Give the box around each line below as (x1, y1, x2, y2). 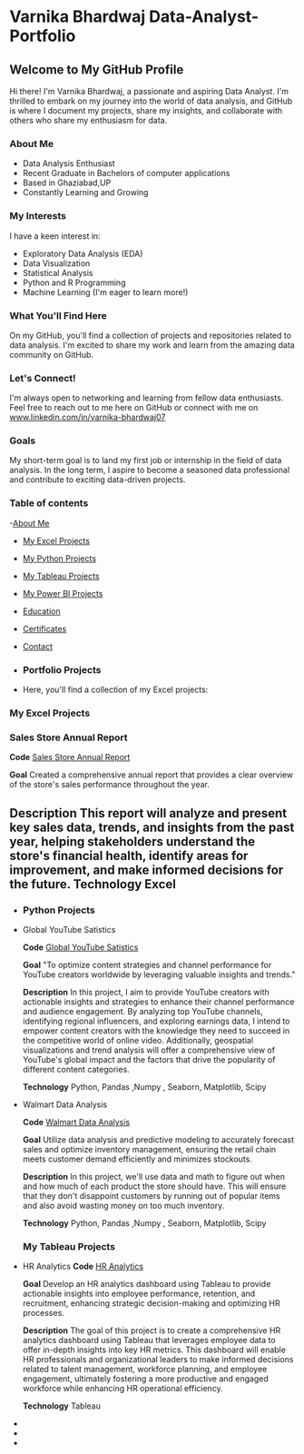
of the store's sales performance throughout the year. (9, 779, 211, 790)
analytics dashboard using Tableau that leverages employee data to (22, 1335, 276, 1346)
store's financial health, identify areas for (9, 847, 249, 864)
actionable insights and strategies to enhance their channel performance (22, 996, 295, 1007)
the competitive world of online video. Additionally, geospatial (22, 1034, 254, 1045)
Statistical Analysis (22, 267, 93, 278)
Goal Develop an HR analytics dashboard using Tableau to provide (22, 1279, 271, 1290)
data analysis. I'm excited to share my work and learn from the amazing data (9, 339, 295, 351)
